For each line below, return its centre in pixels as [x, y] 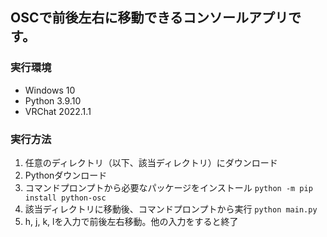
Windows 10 [50, 90]
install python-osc [65, 198]
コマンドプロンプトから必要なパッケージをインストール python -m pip [168, 187]
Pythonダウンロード [66, 175]
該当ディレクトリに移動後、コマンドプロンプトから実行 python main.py [171, 209]
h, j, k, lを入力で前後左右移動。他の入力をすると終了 [131, 221]
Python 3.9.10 [53, 100]
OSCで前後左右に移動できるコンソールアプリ [149, 18]
